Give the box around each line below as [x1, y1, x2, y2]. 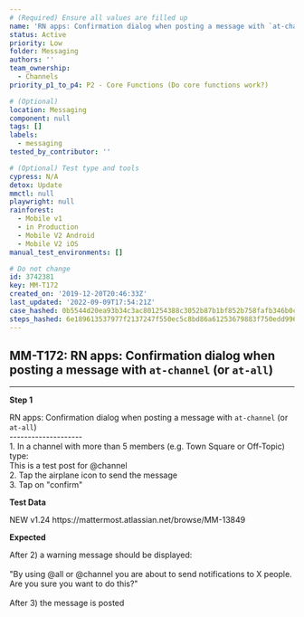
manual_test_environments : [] [9, 248, 124, 257]
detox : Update [9, 180, 63, 190]
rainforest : [9, 205, 54, 215]
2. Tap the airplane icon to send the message [9, 470, 178, 480]
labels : [9, 130, 39, 140]
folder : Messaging [9, 47, 79, 56]
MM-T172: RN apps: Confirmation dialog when [9, 347, 276, 363]
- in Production [17, 223, 79, 232]
